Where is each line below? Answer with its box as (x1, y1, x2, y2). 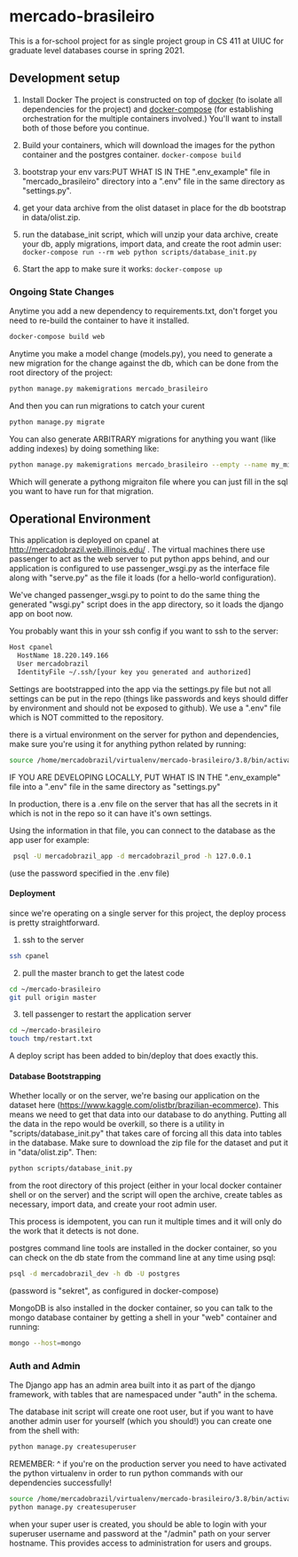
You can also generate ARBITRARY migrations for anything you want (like (9, 433, 277, 444)
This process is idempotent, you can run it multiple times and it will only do (9, 1216, 282, 1227)
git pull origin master (9, 993, 98, 1002)
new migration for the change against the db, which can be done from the (9, 358, 279, 368)
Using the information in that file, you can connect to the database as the (9, 825, 276, 836)
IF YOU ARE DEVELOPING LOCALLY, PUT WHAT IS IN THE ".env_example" (9, 772, 281, 782)
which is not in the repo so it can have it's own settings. (9, 807, 213, 818)
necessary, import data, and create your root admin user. (9, 1199, 217, 1210)
